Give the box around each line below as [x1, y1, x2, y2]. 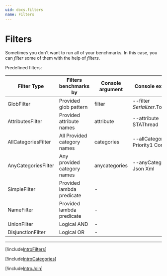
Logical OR [59, 229, 84, 236]
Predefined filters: [5, 65, 42, 71]
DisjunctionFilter [7, 229, 46, 236]
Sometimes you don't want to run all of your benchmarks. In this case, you [5, 50, 158, 56]
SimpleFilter [7, 186, 36, 193]
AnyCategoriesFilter [7, 162, 55, 169]
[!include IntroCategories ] [5, 256, 57, 262]
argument [99, 86, 123, 93]
